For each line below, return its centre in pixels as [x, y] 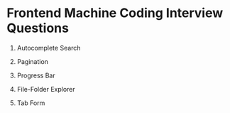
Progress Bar [36, 75]
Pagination [33, 61]
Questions [38, 28]
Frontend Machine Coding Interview [115, 13]
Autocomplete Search [49, 48]
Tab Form [31, 103]
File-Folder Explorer [46, 89]
